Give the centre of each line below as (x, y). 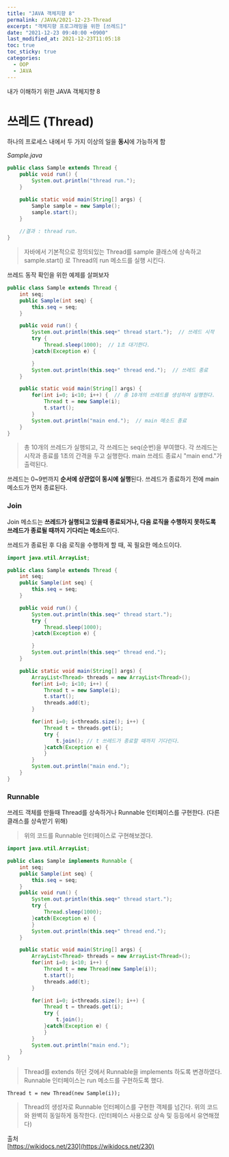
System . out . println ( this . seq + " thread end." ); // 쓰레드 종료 (120, 370)
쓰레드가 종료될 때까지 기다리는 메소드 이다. (63, 530)
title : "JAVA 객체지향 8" (41, 13)
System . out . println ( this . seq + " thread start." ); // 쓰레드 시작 (123, 332)
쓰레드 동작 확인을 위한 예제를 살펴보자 (58, 275)
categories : (24, 58)
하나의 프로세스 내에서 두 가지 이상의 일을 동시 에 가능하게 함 (86, 142)
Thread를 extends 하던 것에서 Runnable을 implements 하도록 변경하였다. (123, 1072)
